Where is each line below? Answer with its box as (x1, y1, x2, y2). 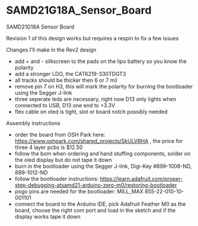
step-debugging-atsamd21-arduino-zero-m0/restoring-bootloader (14, 182, 177, 189)
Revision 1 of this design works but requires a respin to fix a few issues (6, 34, 179, 42)
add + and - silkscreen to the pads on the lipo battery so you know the (14, 58, 187, 65)
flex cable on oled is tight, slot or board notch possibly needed (14, 108, 168, 115)
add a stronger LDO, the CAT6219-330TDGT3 (14, 70, 126, 77)
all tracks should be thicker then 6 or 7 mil (14, 77, 117, 84)
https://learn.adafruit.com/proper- (100, 175, 183, 182)
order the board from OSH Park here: (14, 131, 106, 138)
